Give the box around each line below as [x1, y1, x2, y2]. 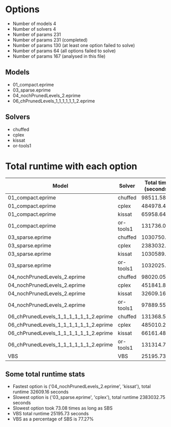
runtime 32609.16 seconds [12, 389, 69, 395]
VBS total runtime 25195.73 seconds [12, 411, 89, 417]
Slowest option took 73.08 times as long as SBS [12, 405, 113, 411]
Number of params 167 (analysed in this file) [12, 53, 106, 59]
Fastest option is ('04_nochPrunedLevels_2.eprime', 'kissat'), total [12, 384, 151, 390]
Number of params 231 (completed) [12, 37, 88, 43]
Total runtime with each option [5, 160, 137, 172]
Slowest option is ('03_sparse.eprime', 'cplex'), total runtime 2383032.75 [12, 394, 165, 400]
